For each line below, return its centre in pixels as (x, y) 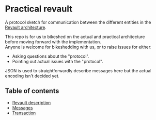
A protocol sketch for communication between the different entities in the (78, 22)
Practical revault (39, 9)
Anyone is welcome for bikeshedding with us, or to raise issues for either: (78, 47)
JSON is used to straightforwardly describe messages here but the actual (78, 70)
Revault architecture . (26, 27)
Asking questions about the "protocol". (51, 56)
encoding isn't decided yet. (32, 76)
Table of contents (32, 91)
